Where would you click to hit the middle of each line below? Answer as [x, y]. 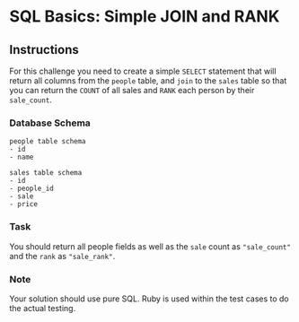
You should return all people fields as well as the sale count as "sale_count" [150, 246]
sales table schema [46, 173]
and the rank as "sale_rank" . [62, 256]
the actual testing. [43, 308]
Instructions [44, 50]
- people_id [31, 189]
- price [24, 205]
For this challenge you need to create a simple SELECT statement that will [143, 71]
